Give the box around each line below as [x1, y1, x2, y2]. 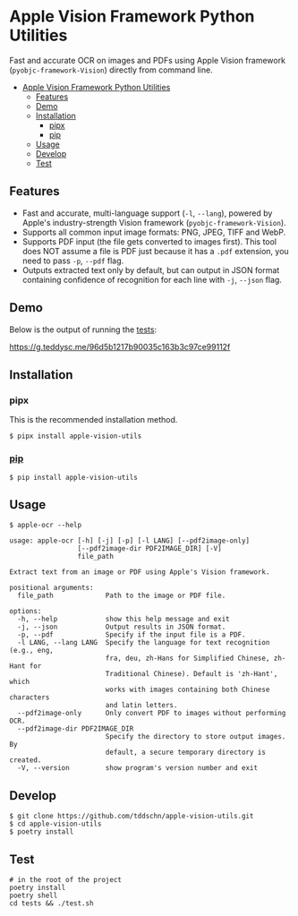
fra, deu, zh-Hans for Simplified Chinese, [105, 654, 270, 663]
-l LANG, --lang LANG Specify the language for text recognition [17, 638, 270, 647]
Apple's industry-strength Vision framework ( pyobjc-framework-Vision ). [21, 217, 286, 227]
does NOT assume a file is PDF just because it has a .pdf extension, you [21, 245, 289, 256]
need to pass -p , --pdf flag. [21, 255, 124, 266]
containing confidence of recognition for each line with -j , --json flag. [21, 274, 282, 285]
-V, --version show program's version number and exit [17, 764, 258, 773]
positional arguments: [9, 584, 94, 593]
